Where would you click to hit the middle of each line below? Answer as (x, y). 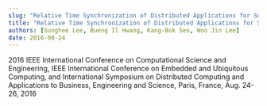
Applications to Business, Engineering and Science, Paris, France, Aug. (124, 85)
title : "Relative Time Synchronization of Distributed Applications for (131, 23)
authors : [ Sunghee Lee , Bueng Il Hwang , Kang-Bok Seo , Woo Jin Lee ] (124, 30)
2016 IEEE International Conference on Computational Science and (117, 60)
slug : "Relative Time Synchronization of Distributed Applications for (129, 15)
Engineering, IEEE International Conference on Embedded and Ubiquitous (128, 69)
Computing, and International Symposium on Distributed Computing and (126, 77)
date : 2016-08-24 (37, 38)
